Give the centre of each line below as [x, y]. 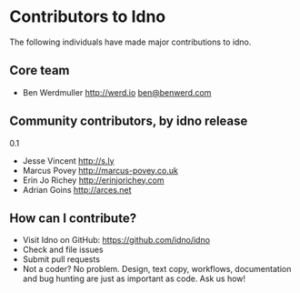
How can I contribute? [73, 218]
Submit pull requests [61, 259]
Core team [40, 71]
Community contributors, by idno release [129, 121]
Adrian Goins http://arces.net [77, 189]
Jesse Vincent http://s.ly [68, 160]
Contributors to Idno [88, 17]
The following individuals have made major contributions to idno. [130, 42]
